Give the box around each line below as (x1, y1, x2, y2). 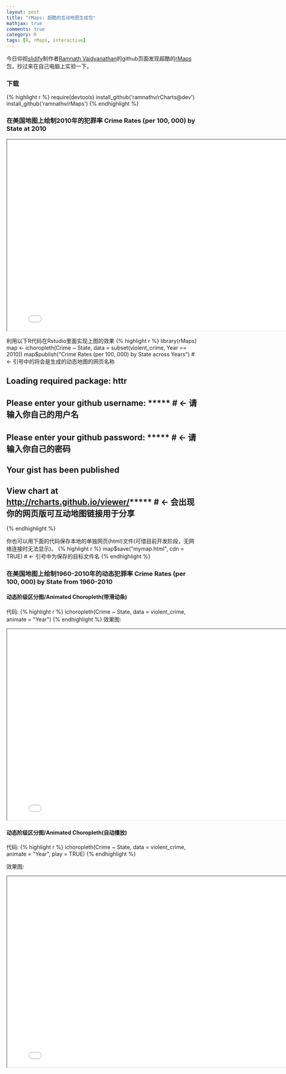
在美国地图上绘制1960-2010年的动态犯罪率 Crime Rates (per (6, 569, 186, 578)
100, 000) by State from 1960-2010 (6, 577, 113, 586)
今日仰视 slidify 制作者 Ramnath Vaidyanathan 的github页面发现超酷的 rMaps (6, 55, 192, 62)
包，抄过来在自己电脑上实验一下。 (6, 62, 92, 70)
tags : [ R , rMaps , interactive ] (6, 37, 86, 43)
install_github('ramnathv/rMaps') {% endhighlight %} (6, 100, 139, 108)
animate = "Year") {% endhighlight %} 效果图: (6, 616, 122, 623)
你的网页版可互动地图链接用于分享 (6, 508, 135, 518)
